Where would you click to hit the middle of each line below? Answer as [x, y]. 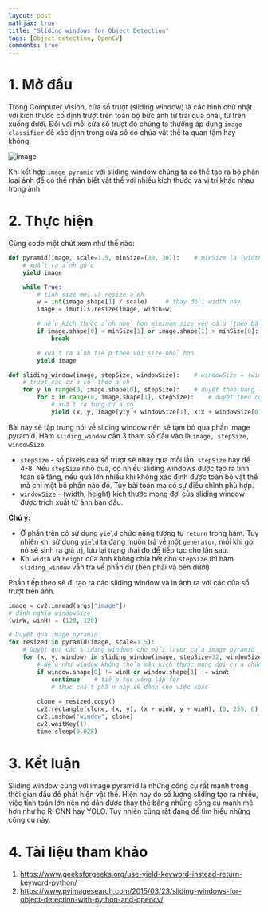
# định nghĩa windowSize [49, 613]
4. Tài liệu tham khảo [78, 852]
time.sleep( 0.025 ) [67, 732]
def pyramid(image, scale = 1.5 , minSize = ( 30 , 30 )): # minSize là [123, 258]
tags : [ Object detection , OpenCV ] [66, 38]
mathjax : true [32, 23]
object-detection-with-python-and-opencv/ [91, 899]
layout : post [30, 16]
